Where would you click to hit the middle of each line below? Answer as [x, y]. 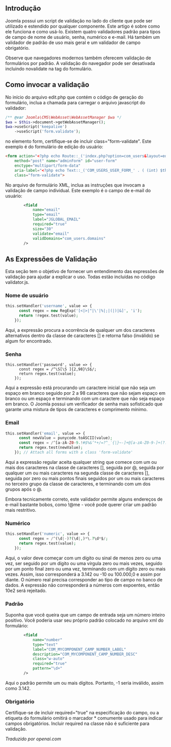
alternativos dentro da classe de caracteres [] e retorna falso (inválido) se [82, 335]
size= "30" [43, 229]
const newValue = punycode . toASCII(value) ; [66, 438]
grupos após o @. [24, 489]
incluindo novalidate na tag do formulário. [49, 69]
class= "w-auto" [49, 659]
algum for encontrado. [29, 341]
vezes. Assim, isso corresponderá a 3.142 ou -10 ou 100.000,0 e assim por [83, 574]
